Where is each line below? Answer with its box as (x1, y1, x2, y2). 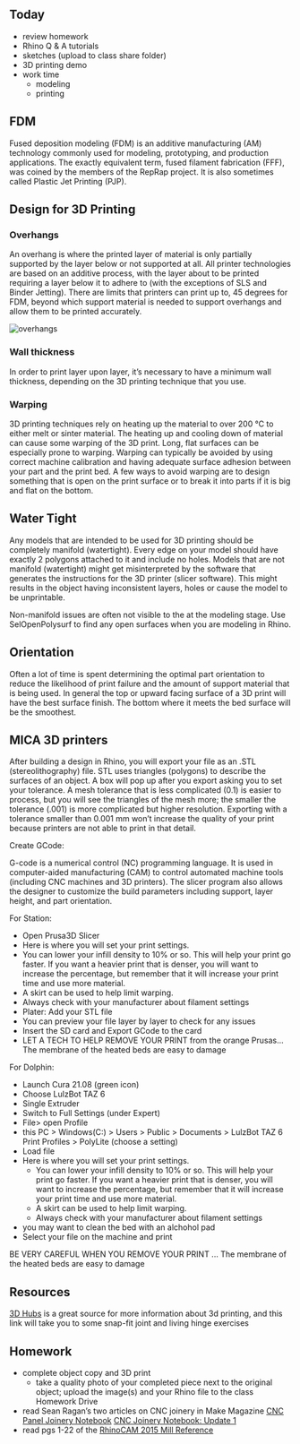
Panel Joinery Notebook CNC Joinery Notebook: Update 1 (21, 1414, 237, 1425)
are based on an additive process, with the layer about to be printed (9, 268, 260, 279)
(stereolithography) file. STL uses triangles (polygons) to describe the (9, 766, 267, 777)
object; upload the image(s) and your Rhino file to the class (35, 1386, 253, 1397)
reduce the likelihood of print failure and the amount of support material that (9, 678, 290, 689)
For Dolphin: (9, 1062, 55, 1073)
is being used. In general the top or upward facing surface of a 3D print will (9, 687, 287, 698)
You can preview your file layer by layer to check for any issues (21, 1016, 256, 1027)
